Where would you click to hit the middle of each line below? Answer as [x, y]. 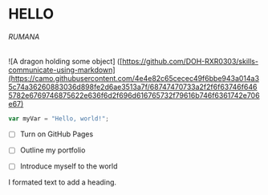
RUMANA [24, 36]
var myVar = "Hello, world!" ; [59, 119]
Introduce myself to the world [69, 166]
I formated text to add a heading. [63, 182]
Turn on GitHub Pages [57, 134]
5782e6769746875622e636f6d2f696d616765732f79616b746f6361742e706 [134, 95]
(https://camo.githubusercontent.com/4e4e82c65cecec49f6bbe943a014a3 [134, 79]
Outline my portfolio [53, 150]
